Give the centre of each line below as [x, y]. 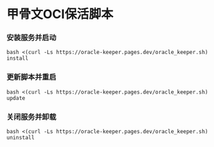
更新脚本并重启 [32, 77]
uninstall [21, 138]
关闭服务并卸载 [32, 116]
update [16, 98]
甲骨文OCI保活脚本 [60, 14]
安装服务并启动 [32, 37]
